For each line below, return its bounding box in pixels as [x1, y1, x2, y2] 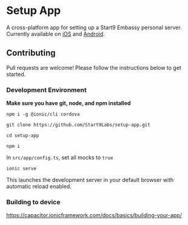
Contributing [6, 48, 56, 58]
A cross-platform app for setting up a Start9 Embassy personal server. [6, 24, 182, 31]
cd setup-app [6, 133, 39, 139]
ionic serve [6, 165, 36, 172]
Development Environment [6, 86, 87, 94]
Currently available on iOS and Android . [6, 30, 105, 37]
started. [6, 71, 26, 78]
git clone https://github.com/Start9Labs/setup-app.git [6, 122, 150, 128]
